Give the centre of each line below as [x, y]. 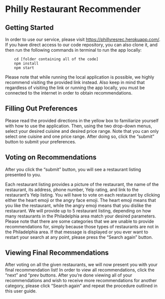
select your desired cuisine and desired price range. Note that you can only [82, 131]
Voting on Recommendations [51, 157]
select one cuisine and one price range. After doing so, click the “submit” [80, 136]
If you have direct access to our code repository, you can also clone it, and [81, 45]
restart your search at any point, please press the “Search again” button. [79, 237]
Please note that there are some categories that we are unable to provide [80, 221]
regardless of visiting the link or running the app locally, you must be [75, 88]
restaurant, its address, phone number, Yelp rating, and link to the [72, 190]
